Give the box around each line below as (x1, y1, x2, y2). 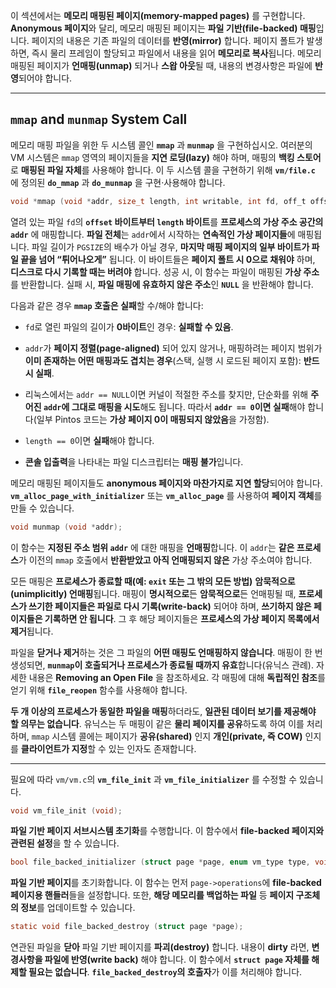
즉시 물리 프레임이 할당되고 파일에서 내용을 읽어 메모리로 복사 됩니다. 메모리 (31, 47, 322, 59)
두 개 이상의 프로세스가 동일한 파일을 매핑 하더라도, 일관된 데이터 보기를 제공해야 (10, 705, 317, 717)
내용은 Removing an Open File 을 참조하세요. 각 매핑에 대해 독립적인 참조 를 (28, 671, 326, 683)
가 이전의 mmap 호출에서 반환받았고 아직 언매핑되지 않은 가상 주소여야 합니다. (18, 554, 313, 566)
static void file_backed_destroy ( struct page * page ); (10, 922, 244, 932)
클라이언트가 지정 (20, 742, 88, 754)
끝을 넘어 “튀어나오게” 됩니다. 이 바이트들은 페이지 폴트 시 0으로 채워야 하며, (20, 253, 316, 265)
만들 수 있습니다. (10, 502, 75, 514)
